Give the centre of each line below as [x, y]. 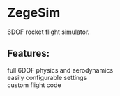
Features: [29, 54]
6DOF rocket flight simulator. [48, 32]
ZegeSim [34, 13]
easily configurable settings [47, 77]
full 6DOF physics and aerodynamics [60, 70]
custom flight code [34, 85]
